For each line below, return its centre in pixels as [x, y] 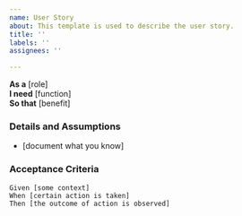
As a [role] [29, 84]
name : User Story [42, 17]
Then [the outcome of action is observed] [90, 203]
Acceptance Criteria [54, 169]
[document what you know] [73, 146]
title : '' [28, 34]
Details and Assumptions [65, 126]
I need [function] [40, 94]
